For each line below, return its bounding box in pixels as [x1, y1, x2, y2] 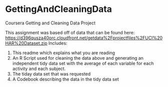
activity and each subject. [12, 66, 66, 72]
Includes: [48, 40, 67, 46]
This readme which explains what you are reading [12, 50, 115, 56]
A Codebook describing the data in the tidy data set [12, 76, 119, 82]
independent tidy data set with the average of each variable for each [12, 60, 154, 66]
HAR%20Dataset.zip [5, 40, 47, 46]
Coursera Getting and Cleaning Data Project [5, 20, 96, 26]
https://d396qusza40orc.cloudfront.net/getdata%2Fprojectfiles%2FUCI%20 [5, 35, 163, 41]
